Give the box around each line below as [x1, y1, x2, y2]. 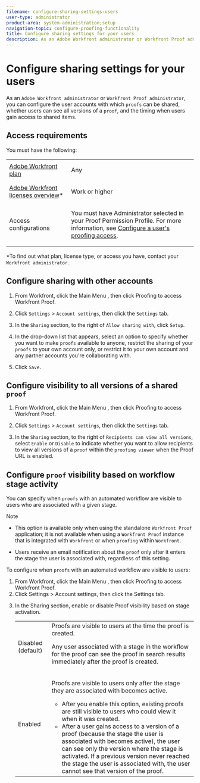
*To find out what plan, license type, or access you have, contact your [6, 252, 179, 260]
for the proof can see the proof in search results [51, 650, 186, 659]
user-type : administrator [6, 14, 70, 20]
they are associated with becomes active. [51, 687, 168, 695]
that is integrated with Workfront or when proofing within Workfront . [14, 537, 182, 544]
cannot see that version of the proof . [61, 767, 164, 775]
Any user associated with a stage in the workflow [51, 642, 189, 651]
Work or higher [71, 187, 113, 195]
